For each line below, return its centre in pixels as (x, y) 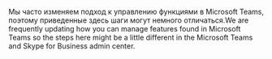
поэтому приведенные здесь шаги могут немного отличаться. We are (129, 20)
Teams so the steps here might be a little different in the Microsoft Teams (131, 37)
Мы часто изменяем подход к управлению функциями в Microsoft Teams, (136, 12)
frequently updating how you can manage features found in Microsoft (125, 29)
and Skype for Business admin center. (72, 46)
